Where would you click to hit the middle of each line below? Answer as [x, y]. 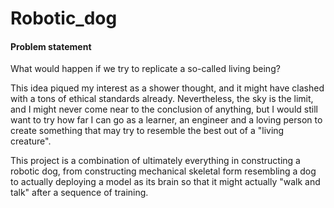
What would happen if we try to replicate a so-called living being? [145, 69]
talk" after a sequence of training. [79, 193]
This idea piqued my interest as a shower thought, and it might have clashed [167, 88]
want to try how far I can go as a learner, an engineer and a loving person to [166, 120]
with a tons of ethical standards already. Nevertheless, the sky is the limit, [162, 99]
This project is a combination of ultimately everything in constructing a [155, 161]
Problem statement [51, 46]
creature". [31, 141]
